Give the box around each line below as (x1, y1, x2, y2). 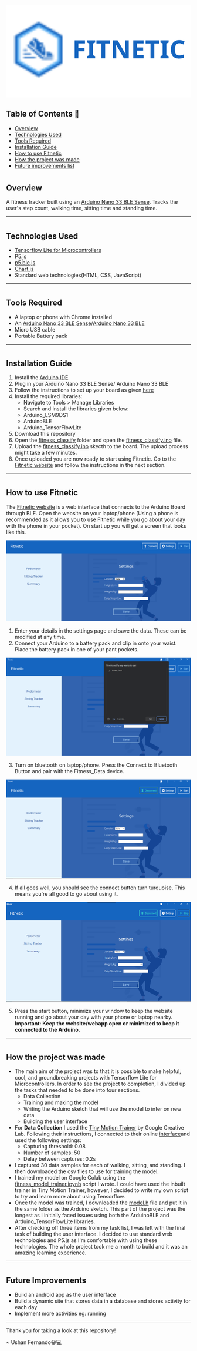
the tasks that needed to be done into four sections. (14, 1087, 140, 1094)
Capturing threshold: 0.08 (23, 1143, 86, 1150)
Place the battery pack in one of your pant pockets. (14, 645, 139, 653)
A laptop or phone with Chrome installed (14, 313, 113, 320)
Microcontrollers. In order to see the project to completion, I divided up (14, 1080, 186, 1088)
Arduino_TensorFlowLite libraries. (14, 1218, 96, 1225)
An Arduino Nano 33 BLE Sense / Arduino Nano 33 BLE (14, 320, 145, 327)
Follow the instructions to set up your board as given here (14, 386, 154, 393)
